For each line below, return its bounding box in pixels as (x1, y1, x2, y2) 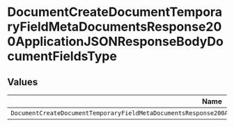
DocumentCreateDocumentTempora (7, 4, 223, 20)
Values (7, 76, 38, 87)
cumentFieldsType (7, 49, 117, 65)
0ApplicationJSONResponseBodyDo (7, 34, 224, 49)
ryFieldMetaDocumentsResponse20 (7, 19, 222, 35)
